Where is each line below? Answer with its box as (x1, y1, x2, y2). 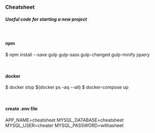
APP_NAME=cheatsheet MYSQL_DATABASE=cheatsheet (5, 117, 124, 123)
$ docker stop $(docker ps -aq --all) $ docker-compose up (5, 84, 129, 91)
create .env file (5, 105, 38, 112)
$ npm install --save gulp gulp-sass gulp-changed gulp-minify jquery (5, 52, 150, 58)
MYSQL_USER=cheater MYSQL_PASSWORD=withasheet (5, 122, 124, 128)
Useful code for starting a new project (5, 16, 88, 22)
